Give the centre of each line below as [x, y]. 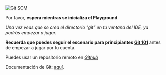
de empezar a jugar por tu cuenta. [40, 48]
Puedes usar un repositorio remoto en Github [52, 57]
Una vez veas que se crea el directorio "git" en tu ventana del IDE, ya [77, 27]
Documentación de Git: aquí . [35, 67]
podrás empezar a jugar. [31, 32]
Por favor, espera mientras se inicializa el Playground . [62, 17]
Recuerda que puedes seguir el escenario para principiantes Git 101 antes [83, 42]
